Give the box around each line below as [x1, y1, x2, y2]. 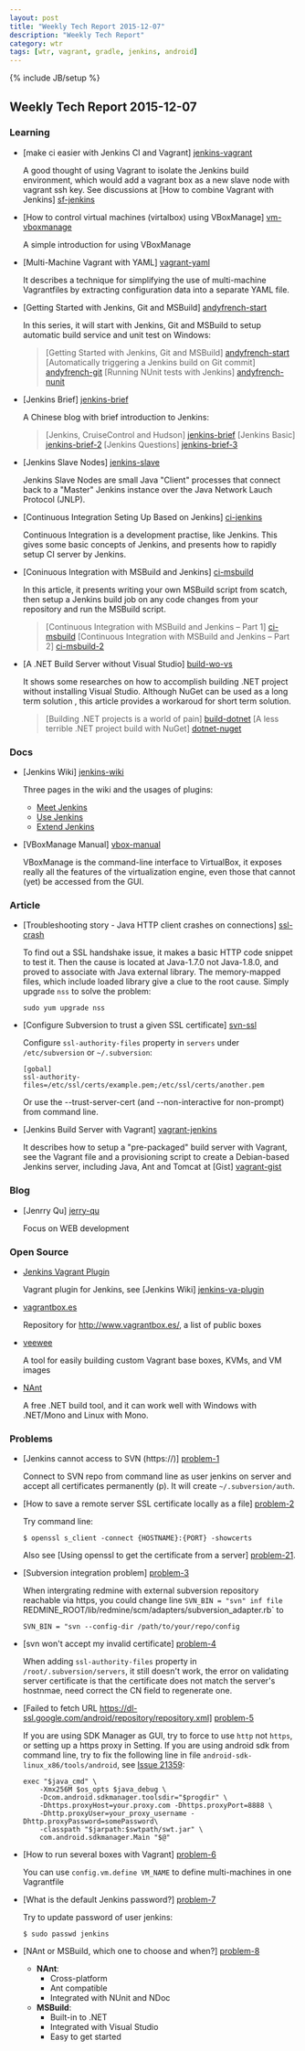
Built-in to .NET [49, 2012, 108, 2023]
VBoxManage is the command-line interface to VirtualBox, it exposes [22, 856, 282, 868]
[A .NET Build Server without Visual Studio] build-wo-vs [22, 658, 233, 669]
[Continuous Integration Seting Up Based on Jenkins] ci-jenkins [22, 511, 263, 522]
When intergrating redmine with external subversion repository [22, 1585, 259, 1596]
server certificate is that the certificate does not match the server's [22, 1675, 276, 1686]
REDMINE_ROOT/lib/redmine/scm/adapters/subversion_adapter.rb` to [22, 1605, 285, 1616]
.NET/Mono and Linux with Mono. [22, 1409, 149, 1420]
